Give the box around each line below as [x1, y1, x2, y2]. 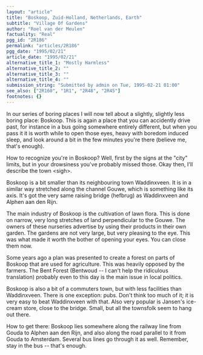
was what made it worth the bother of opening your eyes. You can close [6, 235, 186, 243]
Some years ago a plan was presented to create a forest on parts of [6, 254, 175, 261]
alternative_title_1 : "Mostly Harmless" [6, 59, 110, 66]
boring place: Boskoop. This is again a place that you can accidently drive [6, 117, 191, 124]
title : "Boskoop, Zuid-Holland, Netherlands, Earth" [6, 15, 142, 21]
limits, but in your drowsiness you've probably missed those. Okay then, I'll [6, 160, 193, 167]
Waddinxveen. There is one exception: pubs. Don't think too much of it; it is [6, 291, 194, 299]
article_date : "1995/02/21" [6, 54, 78, 60]
